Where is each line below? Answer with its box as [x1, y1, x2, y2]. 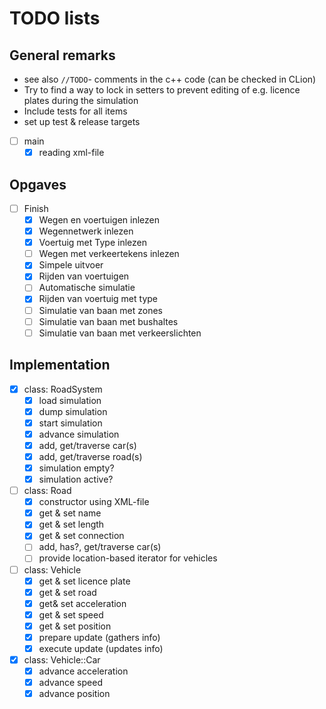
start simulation [38, 417, 103, 429]
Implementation [9, 357, 111, 374]
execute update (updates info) [38, 642, 164, 654]
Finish [23, 202, 49, 214]
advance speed [38, 677, 103, 689]
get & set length [38, 518, 105, 531]
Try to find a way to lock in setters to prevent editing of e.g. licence [23, 84, 301, 96]
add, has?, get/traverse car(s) [38, 541, 162, 553]
